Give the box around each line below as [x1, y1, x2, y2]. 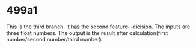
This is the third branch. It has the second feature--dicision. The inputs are [6, 23, 191, 30]
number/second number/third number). [6, 36, 103, 43]
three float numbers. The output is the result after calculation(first [6, 29, 168, 36]
